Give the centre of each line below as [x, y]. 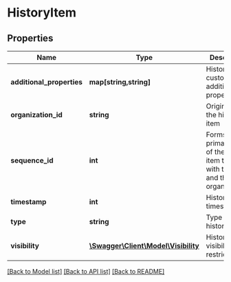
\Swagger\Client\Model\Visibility [144, 246]
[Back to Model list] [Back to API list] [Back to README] [86, 271]
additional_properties [46, 82]
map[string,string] [120, 82]
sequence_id [32, 160]
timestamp [29, 202]
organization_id [37, 115]
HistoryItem [42, 13]
